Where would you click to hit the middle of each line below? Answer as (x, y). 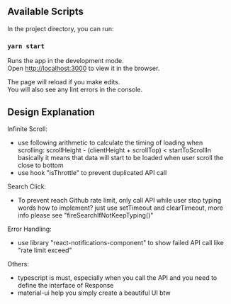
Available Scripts (45, 12)
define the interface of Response (66, 285)
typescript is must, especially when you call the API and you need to (117, 277)
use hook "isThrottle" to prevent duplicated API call (92, 172)
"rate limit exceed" (45, 250)
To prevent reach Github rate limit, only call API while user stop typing (119, 200)
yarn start (26, 46)
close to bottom (40, 165)
